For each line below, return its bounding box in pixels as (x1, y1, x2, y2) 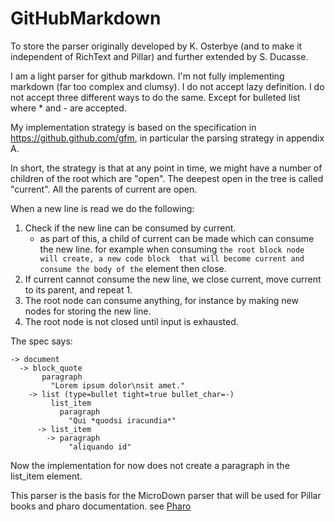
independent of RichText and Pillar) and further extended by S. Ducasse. (10, 50, 309, 62)
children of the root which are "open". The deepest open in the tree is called (10, 172, 324, 184)
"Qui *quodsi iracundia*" (68, 415, 177, 426)
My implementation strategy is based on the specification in (10, 121, 257, 133)
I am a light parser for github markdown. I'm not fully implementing (10, 70, 285, 82)
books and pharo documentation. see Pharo (10, 500, 192, 512)
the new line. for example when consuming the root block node (39, 243, 305, 255)
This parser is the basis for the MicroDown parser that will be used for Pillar (10, 489, 322, 501)
